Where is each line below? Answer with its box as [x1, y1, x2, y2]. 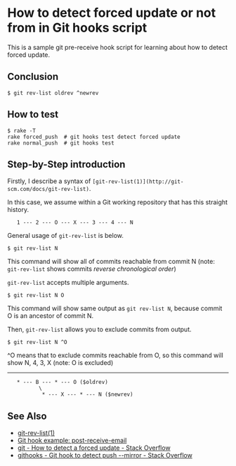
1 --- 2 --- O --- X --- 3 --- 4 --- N [16, 219, 133, 226]
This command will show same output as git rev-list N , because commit [7, 304, 223, 313]
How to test [7, 109, 58, 121]
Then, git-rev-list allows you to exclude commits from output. [7, 325, 192, 334]
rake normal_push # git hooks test [7, 139, 114, 147]
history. [7, 206, 29, 214]
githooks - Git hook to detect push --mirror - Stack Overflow [17, 451, 193, 460]
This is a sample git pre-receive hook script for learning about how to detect [7, 43, 228, 51]
